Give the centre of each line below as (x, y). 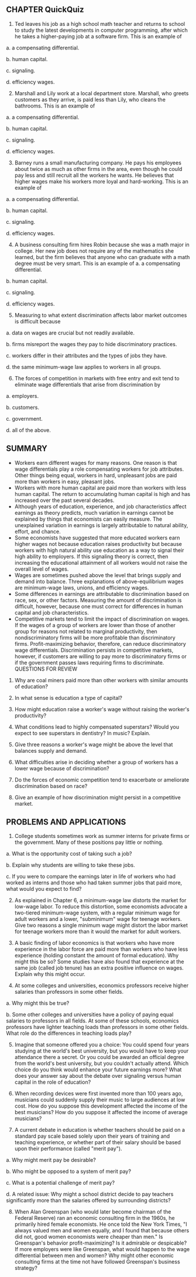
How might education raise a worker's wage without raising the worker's (102, 709)
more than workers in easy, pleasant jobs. (65, 481)
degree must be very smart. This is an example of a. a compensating (97, 263)
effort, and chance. (38, 531)
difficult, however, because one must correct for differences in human (99, 606)
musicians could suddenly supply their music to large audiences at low (100, 1100)
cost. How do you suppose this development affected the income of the (101, 1106)
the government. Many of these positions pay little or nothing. (89, 842)
